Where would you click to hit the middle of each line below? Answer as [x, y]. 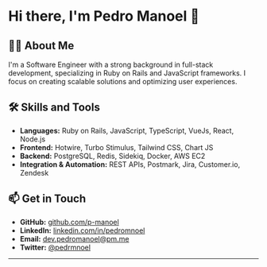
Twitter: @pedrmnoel [55, 247]
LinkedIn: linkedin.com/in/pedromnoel [82, 230]
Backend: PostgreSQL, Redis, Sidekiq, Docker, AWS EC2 [112, 156]
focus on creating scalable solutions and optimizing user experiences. [123, 81]
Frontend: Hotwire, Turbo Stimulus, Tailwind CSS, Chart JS [116, 147]
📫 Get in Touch [47, 199]
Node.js [33, 139]
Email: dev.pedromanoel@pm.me [74, 238]
